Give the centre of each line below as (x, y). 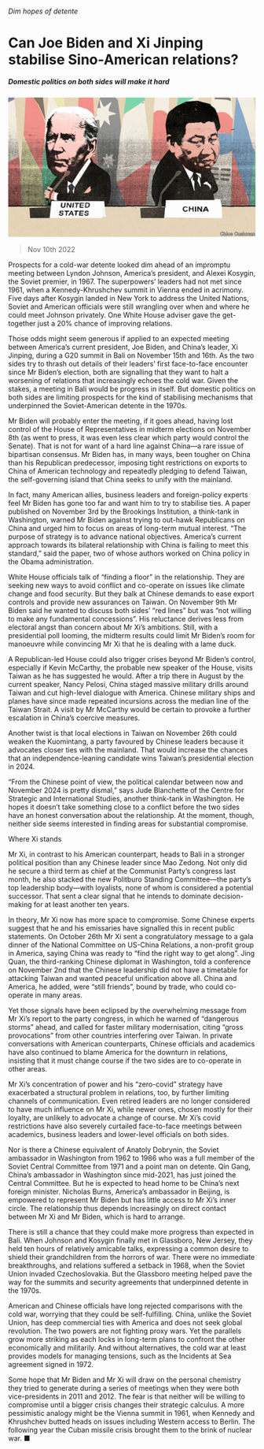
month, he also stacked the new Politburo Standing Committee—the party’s (130, 879)
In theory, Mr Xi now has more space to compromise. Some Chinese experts (132, 920)
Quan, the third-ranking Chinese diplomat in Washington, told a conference (130, 962)
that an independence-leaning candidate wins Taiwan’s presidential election (131, 758)
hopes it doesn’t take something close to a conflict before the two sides (124, 807)
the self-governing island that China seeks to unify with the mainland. (121, 480)
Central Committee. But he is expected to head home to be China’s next (124, 1183)
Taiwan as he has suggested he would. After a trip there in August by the (126, 676)
